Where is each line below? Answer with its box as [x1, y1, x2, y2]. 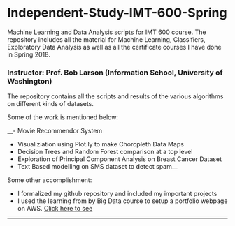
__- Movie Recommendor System [7, 127, 103, 135]
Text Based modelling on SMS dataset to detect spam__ [17, 163, 178, 171]
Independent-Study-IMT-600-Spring [7, 5, 227, 21]
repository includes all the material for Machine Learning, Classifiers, [7, 35, 206, 43]
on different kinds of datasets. [7, 100, 94, 108]
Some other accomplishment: [7, 176, 92, 184]
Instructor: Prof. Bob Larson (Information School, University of [7, 68, 223, 77]
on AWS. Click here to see [17, 204, 93, 213]
